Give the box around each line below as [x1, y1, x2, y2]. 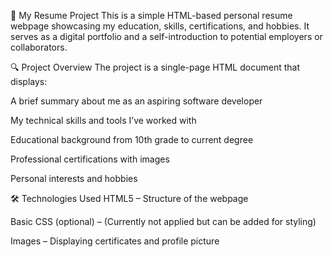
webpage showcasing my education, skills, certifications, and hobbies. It [10, 20, 310, 32]
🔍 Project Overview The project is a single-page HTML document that [10, 61, 300, 73]
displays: [10, 76, 48, 87]
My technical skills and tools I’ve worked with [10, 115, 197, 126]
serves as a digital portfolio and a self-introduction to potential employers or [10, 31, 323, 42]
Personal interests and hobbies [10, 173, 138, 184]
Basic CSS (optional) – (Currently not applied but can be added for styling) [10, 216, 317, 227]
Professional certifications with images [10, 153, 170, 165]
